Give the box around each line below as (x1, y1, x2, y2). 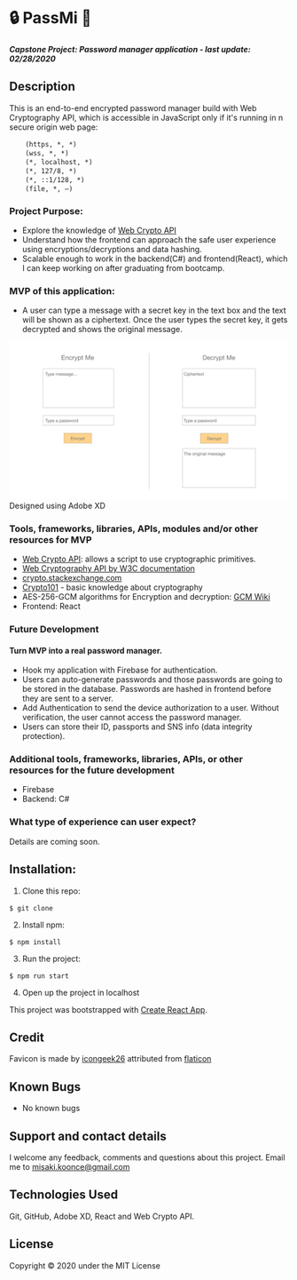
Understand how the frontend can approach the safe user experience (21, 234, 277, 245)
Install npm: (21, 919, 65, 930)
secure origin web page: (9, 122, 98, 132)
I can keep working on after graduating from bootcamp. (21, 262, 225, 273)
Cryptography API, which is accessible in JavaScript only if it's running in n (9, 112, 284, 123)
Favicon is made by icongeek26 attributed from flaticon (9, 1053, 212, 1064)
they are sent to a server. (21, 693, 113, 704)
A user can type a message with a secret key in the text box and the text (21, 305, 286, 316)
